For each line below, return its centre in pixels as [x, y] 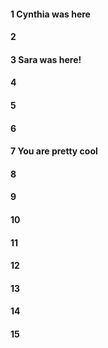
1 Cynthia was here [50, 14]
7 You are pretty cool [54, 151]
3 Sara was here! [46, 59]
